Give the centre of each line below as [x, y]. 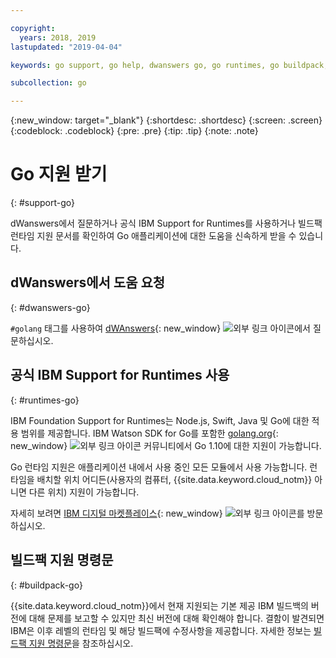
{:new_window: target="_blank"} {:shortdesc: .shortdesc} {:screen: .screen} [166, 120]
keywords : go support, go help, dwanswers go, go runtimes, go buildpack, [169, 65]
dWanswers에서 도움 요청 [88, 282]
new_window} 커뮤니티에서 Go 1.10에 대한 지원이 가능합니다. [166, 445]
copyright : [33, 28]
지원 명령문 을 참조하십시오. [81, 643]
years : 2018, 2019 [58, 37]
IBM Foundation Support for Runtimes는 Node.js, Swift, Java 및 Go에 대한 [160, 420]
